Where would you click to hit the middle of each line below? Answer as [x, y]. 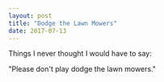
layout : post [30, 16]
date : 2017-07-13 [38, 31]
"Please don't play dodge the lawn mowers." [82, 69]
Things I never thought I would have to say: [80, 54]
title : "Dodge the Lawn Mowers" [63, 23]
